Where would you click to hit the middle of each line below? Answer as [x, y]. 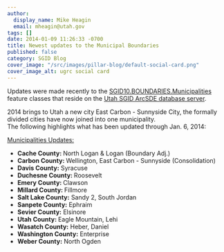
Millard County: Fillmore [52, 190]
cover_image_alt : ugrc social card [58, 71]
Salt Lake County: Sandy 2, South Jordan [77, 197]
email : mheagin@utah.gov [49, 26]
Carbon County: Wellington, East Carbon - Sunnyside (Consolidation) [116, 160]
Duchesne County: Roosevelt [59, 175]
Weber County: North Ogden [59, 241]
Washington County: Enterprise [63, 234]
